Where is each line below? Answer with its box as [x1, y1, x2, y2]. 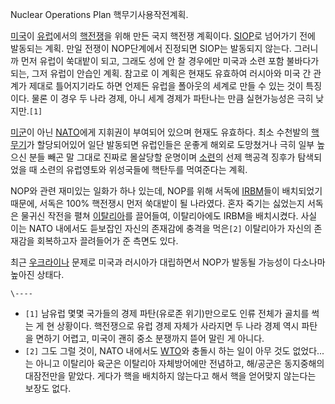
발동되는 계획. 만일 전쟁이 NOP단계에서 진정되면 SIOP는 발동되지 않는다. [10, 43, 292, 54]
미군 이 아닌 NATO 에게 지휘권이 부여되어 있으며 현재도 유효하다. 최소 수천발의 [10, 126, 310, 138]
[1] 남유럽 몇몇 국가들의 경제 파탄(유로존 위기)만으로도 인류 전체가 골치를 [24, 308, 310, 319]
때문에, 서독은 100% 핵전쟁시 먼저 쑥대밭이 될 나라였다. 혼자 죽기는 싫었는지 [10, 198, 305, 209]
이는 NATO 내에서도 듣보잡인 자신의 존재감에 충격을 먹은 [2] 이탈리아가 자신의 [10, 223, 312, 234]
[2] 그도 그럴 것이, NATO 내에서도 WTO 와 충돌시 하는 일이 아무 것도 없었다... [24, 345, 325, 357]
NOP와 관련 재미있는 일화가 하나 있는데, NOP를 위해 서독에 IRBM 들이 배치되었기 [10, 185, 323, 197]
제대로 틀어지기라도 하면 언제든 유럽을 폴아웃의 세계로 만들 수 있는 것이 [28, 80, 304, 92]
